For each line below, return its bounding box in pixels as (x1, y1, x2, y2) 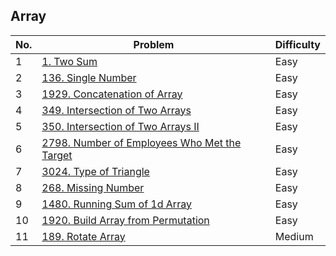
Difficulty (274, 37, 321, 51)
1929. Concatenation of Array (41, 87, 183, 101)
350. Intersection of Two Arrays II (41, 119, 200, 133)
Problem (133, 37, 175, 51)
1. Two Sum (41, 54, 98, 68)
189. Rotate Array (41, 229, 126, 243)
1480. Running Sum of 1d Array (41, 197, 192, 211)
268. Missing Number (41, 180, 145, 194)
